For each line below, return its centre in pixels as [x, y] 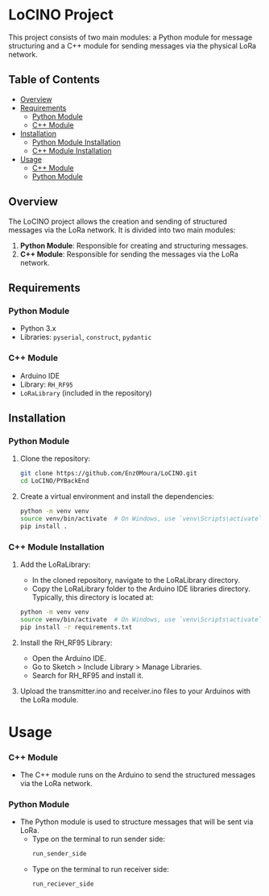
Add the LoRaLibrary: [55, 564]
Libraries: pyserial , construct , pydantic [86, 337]
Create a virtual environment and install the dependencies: [117, 496]
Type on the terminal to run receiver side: [100, 869]
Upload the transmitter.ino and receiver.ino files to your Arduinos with [135, 691]
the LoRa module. [49, 699]
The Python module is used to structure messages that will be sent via [137, 822]
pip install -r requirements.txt [76, 627]
